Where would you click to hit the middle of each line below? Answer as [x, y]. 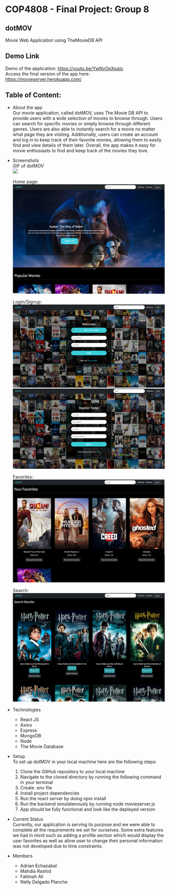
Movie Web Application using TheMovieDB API [54, 40]
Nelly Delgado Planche [44, 882]
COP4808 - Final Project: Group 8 [77, 9]
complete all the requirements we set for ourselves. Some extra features [88, 830]
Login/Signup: [27, 302]
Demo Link [22, 56]
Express [29, 730]
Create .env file [36, 788]
